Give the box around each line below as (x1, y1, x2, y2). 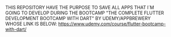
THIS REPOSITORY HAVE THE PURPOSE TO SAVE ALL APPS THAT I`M (5, 5, 155, 10)
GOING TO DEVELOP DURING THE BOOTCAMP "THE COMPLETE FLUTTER (5, 10, 164, 16)
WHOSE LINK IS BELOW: (5, 21, 57, 27)
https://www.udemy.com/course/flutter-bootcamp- (58, 21, 166, 27)
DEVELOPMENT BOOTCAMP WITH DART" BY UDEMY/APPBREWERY (5, 15, 151, 21)
